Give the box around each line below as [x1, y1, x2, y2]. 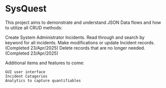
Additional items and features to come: [5, 60, 84, 66]
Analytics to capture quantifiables [5, 78, 81, 83]
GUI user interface [5, 69, 46, 75]
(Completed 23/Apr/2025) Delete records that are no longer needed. [5, 45, 146, 51]
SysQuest [5, 3, 47, 14]
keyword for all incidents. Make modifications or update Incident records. [5, 39, 155, 45]
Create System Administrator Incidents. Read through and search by [5, 34, 145, 40]
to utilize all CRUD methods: [5, 24, 63, 30]
